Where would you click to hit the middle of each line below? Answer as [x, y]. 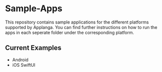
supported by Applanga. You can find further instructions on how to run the [81, 27]
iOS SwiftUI [24, 65]
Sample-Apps [34, 9]
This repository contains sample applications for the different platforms [77, 22]
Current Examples [33, 48]
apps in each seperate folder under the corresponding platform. [69, 32]
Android [20, 60]
